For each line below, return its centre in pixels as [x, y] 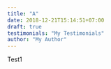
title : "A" [23, 14]
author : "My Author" [37, 40]
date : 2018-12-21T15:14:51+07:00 [56, 20]
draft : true [24, 26]
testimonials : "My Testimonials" [56, 33]
